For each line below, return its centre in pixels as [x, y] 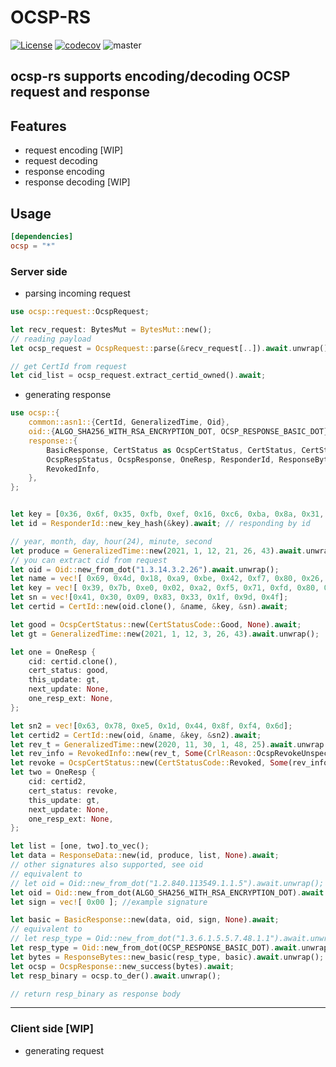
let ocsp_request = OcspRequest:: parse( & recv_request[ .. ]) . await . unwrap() [169, 348]
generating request [64, 1050]
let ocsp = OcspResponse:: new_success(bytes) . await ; [122, 966]
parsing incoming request [77, 293]
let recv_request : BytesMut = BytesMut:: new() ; [111, 329]
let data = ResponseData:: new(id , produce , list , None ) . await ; [145, 856]
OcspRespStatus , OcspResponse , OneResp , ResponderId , [160, 459]
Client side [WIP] [52, 1029]
